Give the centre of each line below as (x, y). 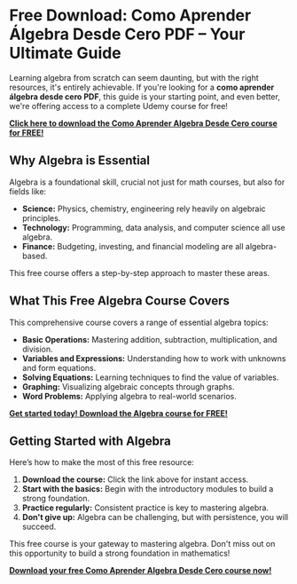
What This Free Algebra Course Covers (120, 301)
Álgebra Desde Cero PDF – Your (127, 34)
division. (37, 349)
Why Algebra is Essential (80, 161)
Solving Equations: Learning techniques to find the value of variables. (150, 377)
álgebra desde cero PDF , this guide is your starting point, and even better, (145, 96)
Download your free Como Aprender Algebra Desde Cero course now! (141, 571)
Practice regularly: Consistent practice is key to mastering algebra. (145, 508)
